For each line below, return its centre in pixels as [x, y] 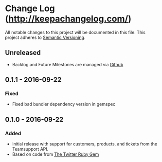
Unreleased [23, 53]
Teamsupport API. [30, 149]
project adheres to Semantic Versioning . [45, 37]
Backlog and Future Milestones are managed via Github [68, 64]
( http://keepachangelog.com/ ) [68, 19]
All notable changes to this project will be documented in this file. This [75, 32]
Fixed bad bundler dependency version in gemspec [64, 104]
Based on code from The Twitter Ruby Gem [55, 154]
